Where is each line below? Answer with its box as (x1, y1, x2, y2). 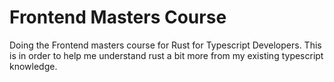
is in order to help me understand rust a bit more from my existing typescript (9, 49, 324, 61)
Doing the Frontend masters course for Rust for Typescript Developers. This (9, 39, 322, 51)
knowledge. (9, 60, 58, 72)
